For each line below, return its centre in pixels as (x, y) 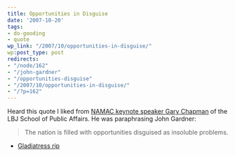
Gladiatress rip (39, 146)
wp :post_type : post (36, 53)
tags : (15, 27)
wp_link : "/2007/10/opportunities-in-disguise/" (80, 46)
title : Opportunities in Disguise (58, 14)
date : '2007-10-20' (36, 20)
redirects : (23, 59)
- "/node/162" (28, 66)
